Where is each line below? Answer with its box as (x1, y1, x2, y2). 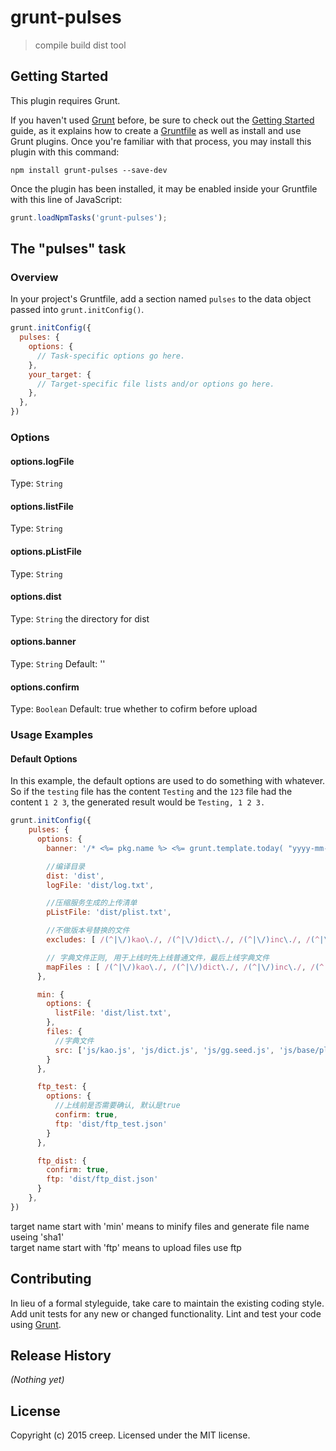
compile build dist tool (34, 39, 127, 51)
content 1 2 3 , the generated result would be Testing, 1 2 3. (10, 796, 266, 808)
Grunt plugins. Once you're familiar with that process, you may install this (10, 135, 312, 147)
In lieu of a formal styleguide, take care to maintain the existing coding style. (10, 1297, 325, 1309)
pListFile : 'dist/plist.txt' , (46, 907, 172, 918)
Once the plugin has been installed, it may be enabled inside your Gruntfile (10, 182, 318, 195)
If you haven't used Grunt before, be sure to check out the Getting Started (10, 114, 315, 126)
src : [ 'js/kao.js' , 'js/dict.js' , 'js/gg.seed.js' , (54, 1045, 275, 1055)
